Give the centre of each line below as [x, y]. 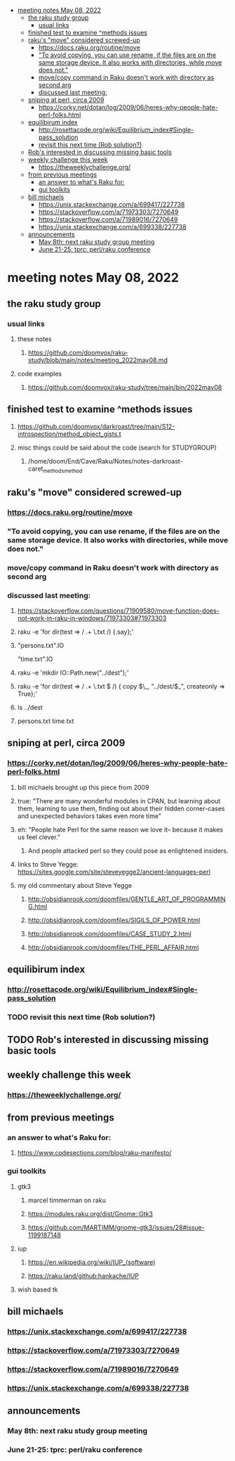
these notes [34, 339]
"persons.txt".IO [41, 645]
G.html [38, 906]
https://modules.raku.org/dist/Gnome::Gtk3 [90, 1213]
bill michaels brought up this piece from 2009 [83, 787]
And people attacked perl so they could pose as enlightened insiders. [128, 850]
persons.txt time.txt [46, 721]
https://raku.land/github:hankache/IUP [83, 1275]
